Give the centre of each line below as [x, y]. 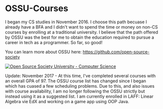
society [13, 57]
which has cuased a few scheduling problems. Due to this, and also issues [80, 86]
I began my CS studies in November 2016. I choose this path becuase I [76, 22]
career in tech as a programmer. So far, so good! [54, 42]
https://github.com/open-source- [116, 52]
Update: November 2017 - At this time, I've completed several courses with [81, 76]
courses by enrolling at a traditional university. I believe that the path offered [82, 32]
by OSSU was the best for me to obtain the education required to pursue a [80, 37]
